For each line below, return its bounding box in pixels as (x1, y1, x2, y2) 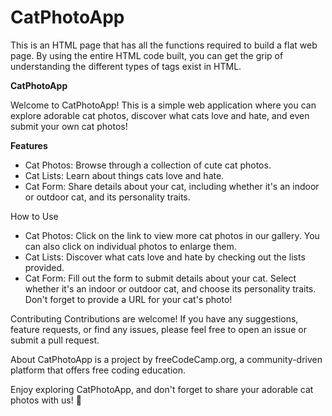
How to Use (10, 210, 59, 222)
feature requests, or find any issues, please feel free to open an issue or (10, 323, 307, 335)
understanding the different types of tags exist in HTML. (10, 60, 242, 72)
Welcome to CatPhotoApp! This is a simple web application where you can (10, 99, 317, 111)
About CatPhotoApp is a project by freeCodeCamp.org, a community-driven (10, 353, 323, 365)
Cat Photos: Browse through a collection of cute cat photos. (24, 159, 272, 171)
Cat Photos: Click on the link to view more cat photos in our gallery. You (24, 229, 320, 241)
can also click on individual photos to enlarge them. (24, 240, 237, 252)
